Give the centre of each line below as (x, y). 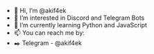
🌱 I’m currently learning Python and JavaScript (80, 25)
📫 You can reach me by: (49, 33)
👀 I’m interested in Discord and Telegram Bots (79, 18)
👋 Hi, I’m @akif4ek (40, 11)
